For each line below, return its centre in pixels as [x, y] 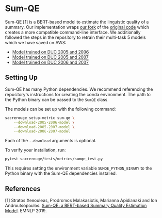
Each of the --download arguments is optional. [51, 141]
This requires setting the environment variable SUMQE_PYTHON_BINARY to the [79, 168]
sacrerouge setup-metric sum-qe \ [40, 118]
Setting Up [21, 77]
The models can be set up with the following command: [61, 109]
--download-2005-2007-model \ [44, 127]
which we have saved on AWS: [36, 42]
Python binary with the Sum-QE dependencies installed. [61, 173]
